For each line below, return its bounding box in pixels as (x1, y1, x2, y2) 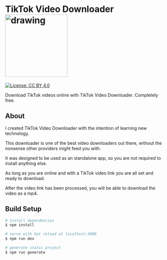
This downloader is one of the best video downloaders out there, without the (5, 140, 162, 146)
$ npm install (5, 223, 35, 228)
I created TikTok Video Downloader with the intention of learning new (5, 125, 147, 131)
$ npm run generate (5, 250, 46, 255)
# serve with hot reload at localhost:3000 (5, 232, 97, 237)
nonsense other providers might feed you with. (5, 145, 101, 151)
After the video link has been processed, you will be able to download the (5, 185, 156, 191)
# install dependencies (5, 218, 55, 223)
